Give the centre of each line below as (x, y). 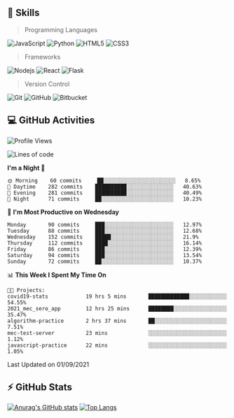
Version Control (47, 84)
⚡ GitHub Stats (40, 388)
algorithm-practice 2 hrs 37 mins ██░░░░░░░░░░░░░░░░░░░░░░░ (117, 321)
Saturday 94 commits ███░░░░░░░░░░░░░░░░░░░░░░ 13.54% (104, 255)
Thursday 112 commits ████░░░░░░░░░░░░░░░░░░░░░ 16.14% (104, 243)
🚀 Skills (23, 13)
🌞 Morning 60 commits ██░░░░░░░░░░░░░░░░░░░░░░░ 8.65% (104, 180)
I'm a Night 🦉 (26, 168)
